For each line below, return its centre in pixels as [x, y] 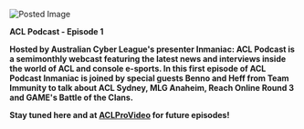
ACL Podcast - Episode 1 [57, 31]
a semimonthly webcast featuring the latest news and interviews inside [148, 59]
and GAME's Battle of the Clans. [72, 97]
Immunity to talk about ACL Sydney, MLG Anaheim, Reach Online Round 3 [152, 88]
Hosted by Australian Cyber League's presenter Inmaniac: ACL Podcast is [152, 49]
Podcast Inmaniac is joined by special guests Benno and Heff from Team [149, 78]
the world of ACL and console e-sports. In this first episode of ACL [138, 69]
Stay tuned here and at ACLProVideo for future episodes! [120, 115]
